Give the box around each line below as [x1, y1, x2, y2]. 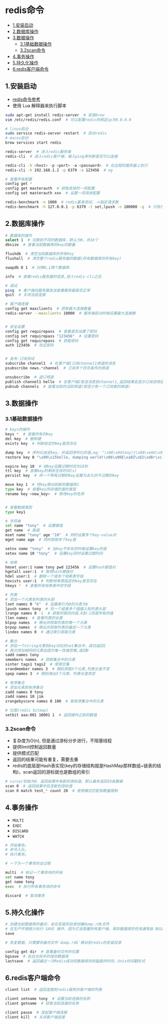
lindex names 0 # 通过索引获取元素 [5, 629, 75, 634]
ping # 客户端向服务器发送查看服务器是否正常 [5, 288, 90, 293]
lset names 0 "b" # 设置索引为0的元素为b [5, 602, 88, 607]
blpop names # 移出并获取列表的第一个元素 [5, 620, 87, 625]
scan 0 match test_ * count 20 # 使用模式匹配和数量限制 [5, 788, 118, 793]
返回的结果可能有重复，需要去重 [12, 756, 78, 762]
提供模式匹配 [12, 750, 39, 756]
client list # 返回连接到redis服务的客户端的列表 [5, 987, 102, 992]
